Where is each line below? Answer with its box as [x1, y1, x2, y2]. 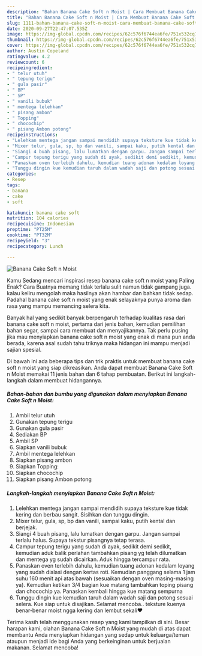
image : [7, 31, 23, 37]
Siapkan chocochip [15, 470, 64, 477]
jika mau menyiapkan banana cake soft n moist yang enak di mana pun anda [7, 333, 195, 340]
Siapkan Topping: [15, 463, 59, 470]
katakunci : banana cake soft [7, 210, 80, 216]
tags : [7, 182, 20, 188]
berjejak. [15, 524, 38, 531]
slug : [7, 20, 20, 26]
